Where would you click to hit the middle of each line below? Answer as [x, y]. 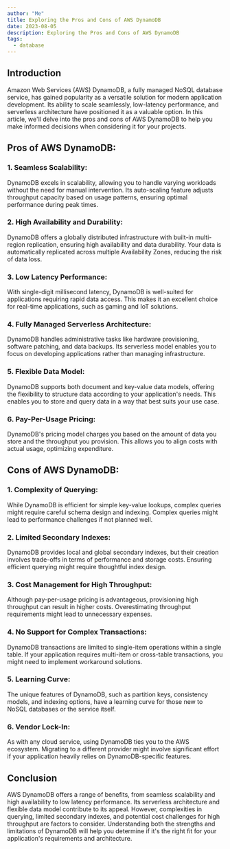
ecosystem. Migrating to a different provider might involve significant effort [113, 749]
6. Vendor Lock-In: [39, 727]
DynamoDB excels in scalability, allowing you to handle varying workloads [112, 182]
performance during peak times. [53, 204]
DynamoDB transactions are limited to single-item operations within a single [114, 647]
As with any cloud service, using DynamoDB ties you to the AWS [99, 742]
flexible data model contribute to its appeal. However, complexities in [105, 809]
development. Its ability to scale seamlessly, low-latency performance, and [113, 104]
